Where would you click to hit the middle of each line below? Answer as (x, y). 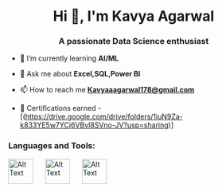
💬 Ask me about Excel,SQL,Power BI (80, 74)
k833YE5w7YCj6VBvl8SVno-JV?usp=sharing (94, 125)
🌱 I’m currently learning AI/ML (69, 58)
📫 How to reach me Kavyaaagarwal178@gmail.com (107, 90)
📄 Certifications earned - (60, 108)
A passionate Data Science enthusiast (134, 41)
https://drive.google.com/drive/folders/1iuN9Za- (104, 117)
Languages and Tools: (52, 146)
